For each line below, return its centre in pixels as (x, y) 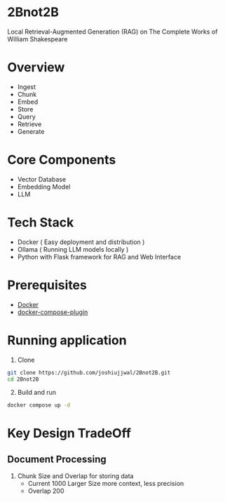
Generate (31, 131)
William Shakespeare (37, 39)
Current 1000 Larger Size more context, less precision (106, 484)
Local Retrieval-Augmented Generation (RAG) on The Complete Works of (112, 32)
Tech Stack (41, 222)
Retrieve (29, 124)
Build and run (36, 393)
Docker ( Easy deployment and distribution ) (81, 242)
